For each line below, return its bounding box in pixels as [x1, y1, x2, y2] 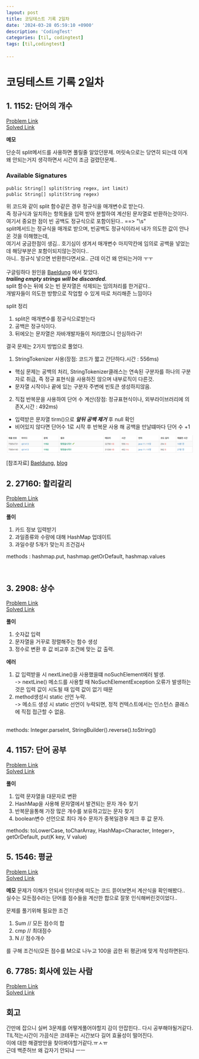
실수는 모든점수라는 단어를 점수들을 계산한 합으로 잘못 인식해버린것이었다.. [6, 894, 178, 901]
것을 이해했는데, [12, 232, 49, 240]
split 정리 [6, 303, 28, 310]
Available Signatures [6, 171, 67, 179]
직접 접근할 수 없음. [21, 708, 66, 715]
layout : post [6, 10, 39, 15]
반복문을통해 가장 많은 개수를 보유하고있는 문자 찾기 [14, 808, 134, 815]
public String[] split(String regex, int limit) [6, 185, 129, 192]
